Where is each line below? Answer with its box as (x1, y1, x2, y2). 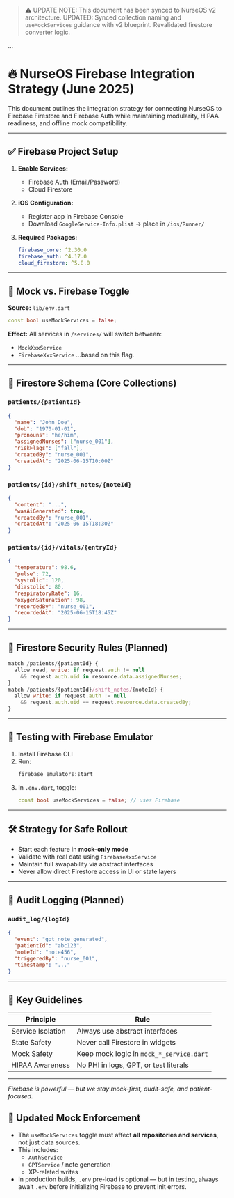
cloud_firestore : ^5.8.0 (17, 259, 90, 267)
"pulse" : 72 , (14, 570, 52, 577)
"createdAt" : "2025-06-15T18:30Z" (14, 520, 114, 528)
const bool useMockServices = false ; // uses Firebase (17, 797, 181, 804)
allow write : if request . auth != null (14, 692, 127, 699)
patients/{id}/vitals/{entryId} (8, 543, 117, 552)
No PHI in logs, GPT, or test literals (76, 1060, 190, 1070)
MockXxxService (17, 345, 62, 352)
